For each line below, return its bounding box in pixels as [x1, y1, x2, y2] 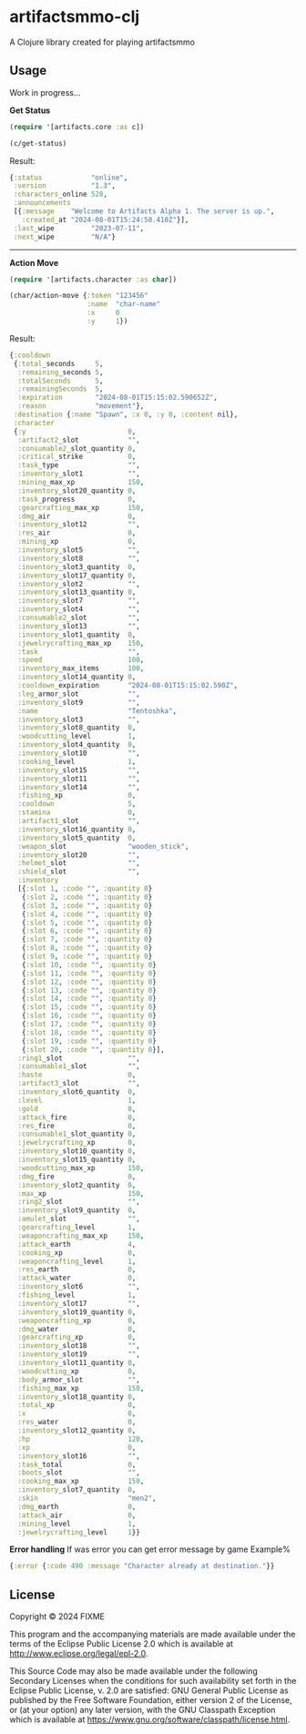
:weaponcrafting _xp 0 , [17, 1316, 137, 1325]
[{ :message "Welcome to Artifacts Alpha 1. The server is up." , [13, 207, 275, 216]
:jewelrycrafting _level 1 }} [17, 1527, 141, 1536]
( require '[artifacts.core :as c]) [9, 122, 145, 131]
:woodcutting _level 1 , [17, 731, 137, 741]
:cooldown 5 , [17, 800, 137, 809]
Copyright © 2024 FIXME [9, 1611, 106, 1622]
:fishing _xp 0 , [17, 790, 137, 801]
